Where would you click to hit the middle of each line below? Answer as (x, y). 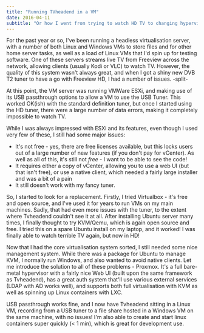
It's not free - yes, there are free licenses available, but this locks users (104, 147)
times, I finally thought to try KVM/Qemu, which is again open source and (98, 223)
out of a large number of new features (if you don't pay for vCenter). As (104, 153)
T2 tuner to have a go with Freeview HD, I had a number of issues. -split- (97, 79)
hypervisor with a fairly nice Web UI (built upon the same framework (107, 273)
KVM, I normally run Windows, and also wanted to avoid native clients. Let (99, 260)
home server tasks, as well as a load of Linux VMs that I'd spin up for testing (102, 53)
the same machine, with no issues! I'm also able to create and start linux (97, 317)
